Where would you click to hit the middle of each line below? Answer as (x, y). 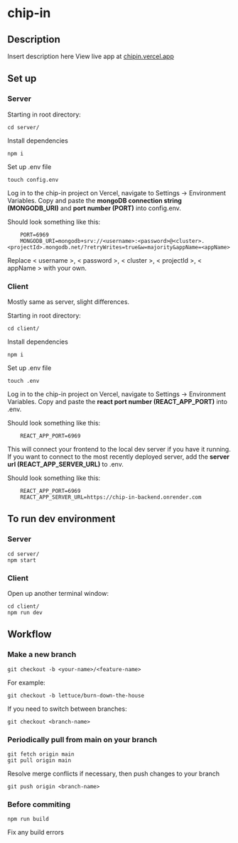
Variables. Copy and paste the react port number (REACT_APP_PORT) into (117, 401)
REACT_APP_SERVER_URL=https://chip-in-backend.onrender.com (111, 497)
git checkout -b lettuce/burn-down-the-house (76, 695)
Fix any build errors (36, 832)
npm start (22, 560)
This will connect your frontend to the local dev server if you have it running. (119, 449)
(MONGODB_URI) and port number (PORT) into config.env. (94, 208)
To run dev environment (61, 519)
